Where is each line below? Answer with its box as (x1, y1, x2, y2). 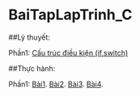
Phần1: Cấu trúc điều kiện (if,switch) (8, 48, 129, 57)
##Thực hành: (8, 63, 56, 73)
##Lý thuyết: (8, 32, 51, 42)
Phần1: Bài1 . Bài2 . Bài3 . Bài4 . (8, 79, 104, 89)
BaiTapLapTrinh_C (8, 6, 133, 24)
